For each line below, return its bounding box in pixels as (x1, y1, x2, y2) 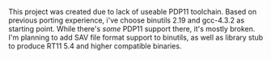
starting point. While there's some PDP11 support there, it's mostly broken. (8, 24, 256, 33)
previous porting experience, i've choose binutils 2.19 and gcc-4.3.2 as (8, 15, 245, 25)
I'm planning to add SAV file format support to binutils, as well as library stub (8, 32, 264, 42)
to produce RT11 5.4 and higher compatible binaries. (8, 41, 182, 51)
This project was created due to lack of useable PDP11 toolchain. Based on (8, 7, 257, 16)
